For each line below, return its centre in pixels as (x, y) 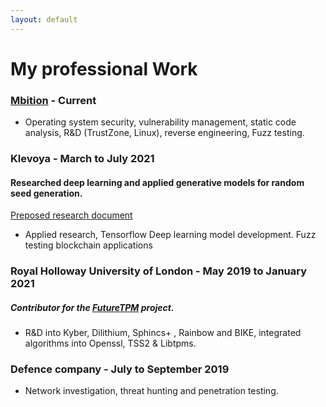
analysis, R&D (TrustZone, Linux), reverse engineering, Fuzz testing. (164, 133)
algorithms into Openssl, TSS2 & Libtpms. (110, 343)
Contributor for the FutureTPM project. (92, 307)
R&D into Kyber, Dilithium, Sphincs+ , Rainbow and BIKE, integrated (163, 333)
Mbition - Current (53, 100)
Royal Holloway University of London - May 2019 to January (159, 271)
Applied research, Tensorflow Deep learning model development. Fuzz (170, 235)
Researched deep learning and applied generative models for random (157, 182)
